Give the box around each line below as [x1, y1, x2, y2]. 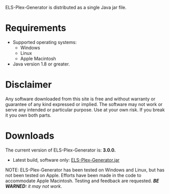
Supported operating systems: [12, 39, 77, 45]
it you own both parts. [5, 112, 52, 118]
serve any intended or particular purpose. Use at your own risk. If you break [5, 106, 165, 113]
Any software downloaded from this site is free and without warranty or [5, 96, 156, 102]
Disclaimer [5, 79, 52, 91]
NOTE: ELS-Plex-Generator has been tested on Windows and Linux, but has [5, 166, 165, 173]
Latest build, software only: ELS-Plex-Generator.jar [12, 157, 120, 163]
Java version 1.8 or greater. [12, 61, 70, 67]
